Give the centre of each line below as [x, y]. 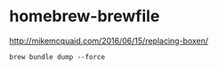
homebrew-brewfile [85, 16]
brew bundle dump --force [57, 57]
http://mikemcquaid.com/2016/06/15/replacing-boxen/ [109, 41]
